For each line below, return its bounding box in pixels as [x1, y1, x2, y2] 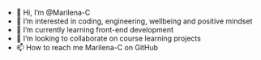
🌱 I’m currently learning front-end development [15, 25, 174, 34]
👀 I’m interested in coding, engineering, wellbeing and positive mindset [15, 16, 253, 26]
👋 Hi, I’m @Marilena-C [15, 8, 91, 17]
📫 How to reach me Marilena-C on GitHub [15, 43, 159, 52]
